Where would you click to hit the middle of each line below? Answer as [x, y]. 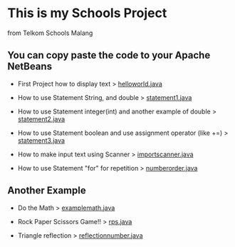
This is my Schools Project [87, 13]
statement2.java [41, 119]
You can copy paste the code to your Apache [109, 55]
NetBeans [30, 67]
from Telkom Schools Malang [50, 33]
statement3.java [41, 140]
